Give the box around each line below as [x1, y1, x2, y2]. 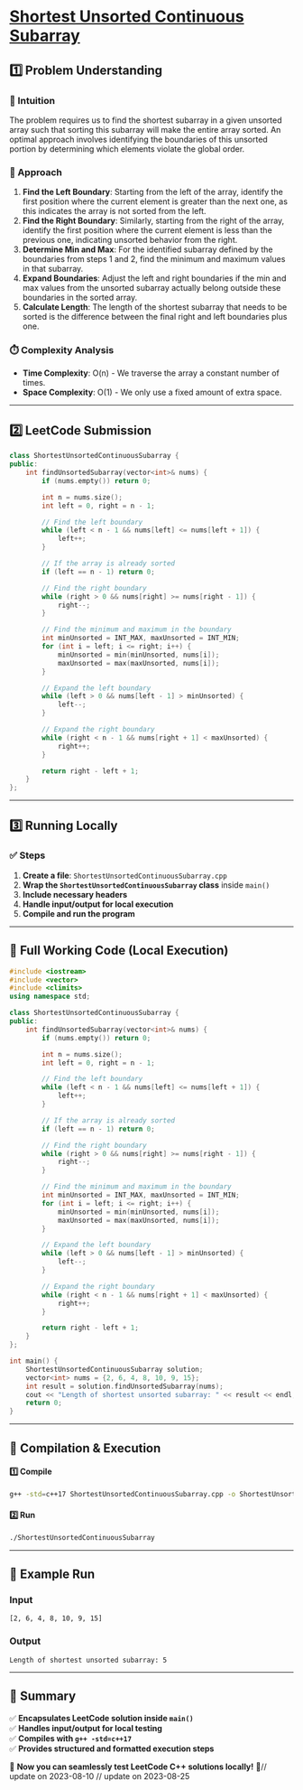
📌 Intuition [9, 94, 56, 107]
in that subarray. [22, 264, 84, 275]
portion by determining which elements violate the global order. [9, 143, 245, 154]
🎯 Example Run [9, 1567, 96, 1582]
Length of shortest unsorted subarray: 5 [9, 1655, 168, 1664]
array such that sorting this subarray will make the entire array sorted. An [9, 124, 281, 135]
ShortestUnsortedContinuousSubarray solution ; [25, 1365, 204, 1374]
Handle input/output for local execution [22, 899, 174, 909]
